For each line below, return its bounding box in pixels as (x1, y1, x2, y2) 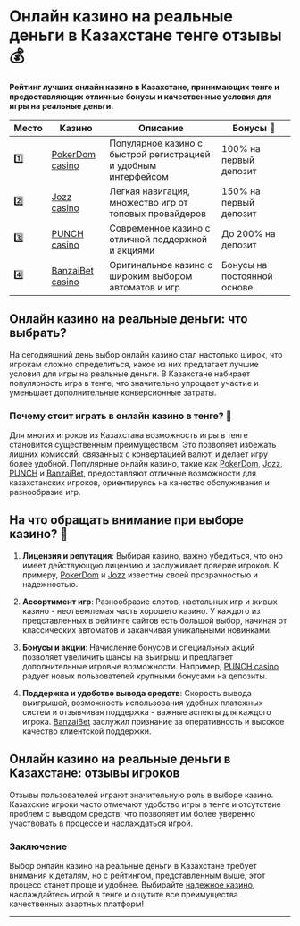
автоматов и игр (109, 281, 180, 293)
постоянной (221, 270, 273, 282)
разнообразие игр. (9, 487, 81, 498)
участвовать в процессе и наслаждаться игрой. (9, 818, 194, 829)
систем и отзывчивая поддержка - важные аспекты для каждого (21, 706, 271, 717)
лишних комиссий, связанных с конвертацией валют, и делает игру (9, 449, 269, 459)
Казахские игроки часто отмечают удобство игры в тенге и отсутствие (9, 798, 281, 810)
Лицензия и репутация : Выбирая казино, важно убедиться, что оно (21, 550, 284, 560)
